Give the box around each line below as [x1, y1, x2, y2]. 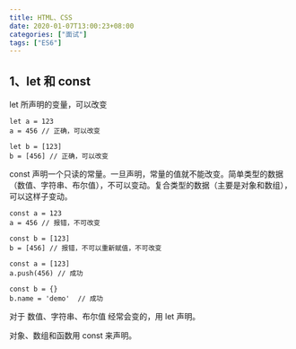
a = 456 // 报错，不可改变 [9, 219, 100, 228]
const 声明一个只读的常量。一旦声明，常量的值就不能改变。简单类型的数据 [9, 169, 284, 179]
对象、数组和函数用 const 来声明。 [9, 330, 137, 341]
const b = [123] [9, 234, 70, 243]
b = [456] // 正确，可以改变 [9, 152, 109, 161]
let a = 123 [9, 118, 54, 127]
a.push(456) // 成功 [9, 269, 83, 278]
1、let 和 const [9, 74, 91, 89]
